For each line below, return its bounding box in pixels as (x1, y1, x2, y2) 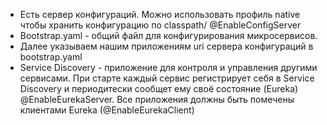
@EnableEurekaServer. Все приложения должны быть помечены (19, 94, 295, 105)
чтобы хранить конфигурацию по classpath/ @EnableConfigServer (19, 19, 302, 31)
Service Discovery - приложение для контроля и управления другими (19, 62, 318, 73)
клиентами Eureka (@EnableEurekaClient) (19, 104, 195, 116)
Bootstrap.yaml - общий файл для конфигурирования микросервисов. (19, 30, 318, 41)
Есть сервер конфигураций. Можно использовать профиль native (19, 9, 301, 20)
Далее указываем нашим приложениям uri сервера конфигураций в (19, 40, 314, 52)
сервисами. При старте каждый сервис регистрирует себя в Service (19, 72, 315, 84)
